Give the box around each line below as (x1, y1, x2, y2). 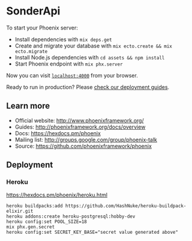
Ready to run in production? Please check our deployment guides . (6, 83, 170, 91)
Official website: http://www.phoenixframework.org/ (14, 117, 144, 124)
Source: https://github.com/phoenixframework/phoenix (14, 142, 152, 150)
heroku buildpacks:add (6, 203, 63, 209)
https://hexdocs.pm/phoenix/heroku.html (6, 191, 108, 199)
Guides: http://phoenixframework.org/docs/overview (14, 123, 146, 130)
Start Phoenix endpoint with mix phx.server (14, 60, 123, 67)
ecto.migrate (14, 48, 48, 55)
